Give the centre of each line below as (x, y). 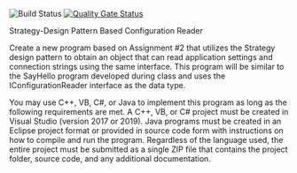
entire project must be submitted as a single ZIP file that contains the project (148, 149)
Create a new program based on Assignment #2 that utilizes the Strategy (142, 48)
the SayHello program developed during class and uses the (117, 76)
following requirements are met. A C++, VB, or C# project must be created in (149, 112)
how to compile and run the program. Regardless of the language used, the (146, 140)
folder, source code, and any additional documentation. (110, 158)
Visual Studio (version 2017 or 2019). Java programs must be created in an (145, 121)
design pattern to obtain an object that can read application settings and (141, 57)
